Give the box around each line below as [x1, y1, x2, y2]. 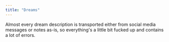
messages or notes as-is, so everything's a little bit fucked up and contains [5, 26, 164, 33]
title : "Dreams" [5, 7, 40, 13]
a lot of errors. [5, 32, 36, 38]
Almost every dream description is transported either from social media [5, 21, 156, 27]
